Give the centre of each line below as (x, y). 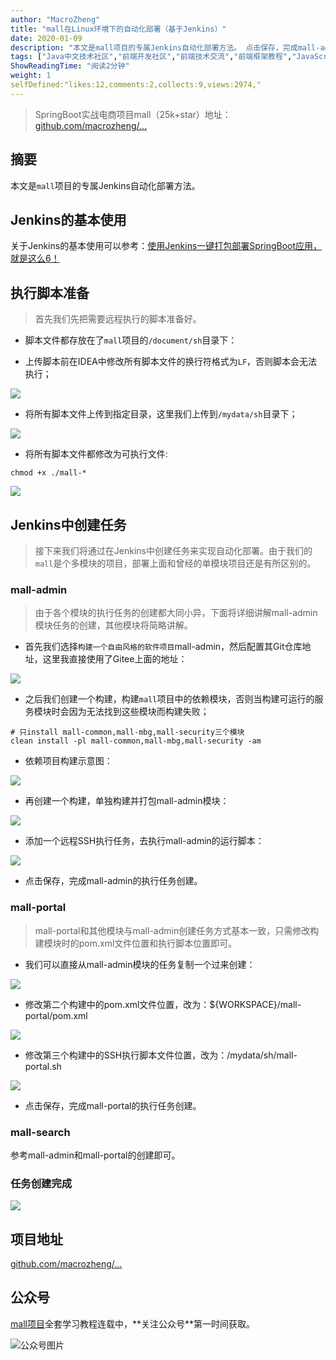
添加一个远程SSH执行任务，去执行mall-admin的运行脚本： (144, 841)
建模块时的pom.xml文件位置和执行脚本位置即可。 (136, 943)
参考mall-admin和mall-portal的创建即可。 (95, 1155)
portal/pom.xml (56, 1015)
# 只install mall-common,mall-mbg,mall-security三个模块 (127, 732)
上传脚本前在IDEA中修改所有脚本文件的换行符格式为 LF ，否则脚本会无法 (171, 362)
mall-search (40, 1132)
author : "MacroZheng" (55, 19)
